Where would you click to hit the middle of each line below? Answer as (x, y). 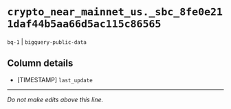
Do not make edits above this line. (55, 99)
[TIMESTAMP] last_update (55, 80)
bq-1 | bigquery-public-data (47, 41)
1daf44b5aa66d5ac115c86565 (84, 24)
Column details (40, 63)
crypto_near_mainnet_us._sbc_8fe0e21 (115, 12)
